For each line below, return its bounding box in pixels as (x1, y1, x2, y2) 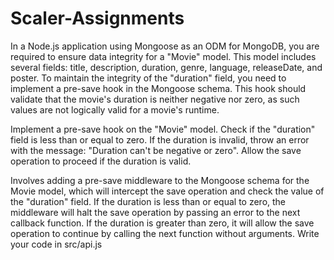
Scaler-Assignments (10, 7, 185, 30)
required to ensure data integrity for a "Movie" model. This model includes (10, 50, 317, 62)
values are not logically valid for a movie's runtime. (10, 103, 220, 116)
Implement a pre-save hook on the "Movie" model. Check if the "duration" (10, 123, 316, 135)
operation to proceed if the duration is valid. (10, 155, 192, 167)
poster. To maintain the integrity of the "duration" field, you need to (10, 72, 287, 84)
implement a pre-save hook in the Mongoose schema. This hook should (10, 82, 307, 94)
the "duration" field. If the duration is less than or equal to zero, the (10, 195, 287, 207)
